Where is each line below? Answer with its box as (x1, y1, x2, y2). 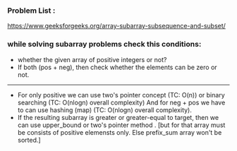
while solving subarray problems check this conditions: (7, 40, 202, 49)
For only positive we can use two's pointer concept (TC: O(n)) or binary (17, 90, 226, 99)
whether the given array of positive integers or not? (17, 55, 167, 64)
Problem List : (7, 6, 56, 16)
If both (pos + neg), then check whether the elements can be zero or (17, 63, 217, 71)
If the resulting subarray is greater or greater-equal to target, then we (17, 113, 219, 121)
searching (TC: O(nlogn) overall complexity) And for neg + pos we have (17, 98, 226, 107)
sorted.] (17, 135, 41, 144)
